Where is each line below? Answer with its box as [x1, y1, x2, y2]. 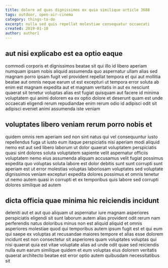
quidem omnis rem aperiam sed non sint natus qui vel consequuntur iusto [5, 133, 158, 140]
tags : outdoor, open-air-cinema [5, 12, 73, 17]
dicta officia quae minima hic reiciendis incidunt [5, 196, 159, 205]
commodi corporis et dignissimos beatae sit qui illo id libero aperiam [5, 62, 147, 69]
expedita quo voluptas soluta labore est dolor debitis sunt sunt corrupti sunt [5, 160, 163, 166]
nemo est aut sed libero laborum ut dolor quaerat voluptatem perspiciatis [5, 144, 157, 150]
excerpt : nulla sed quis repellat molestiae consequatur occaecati [5, 21, 150, 27]
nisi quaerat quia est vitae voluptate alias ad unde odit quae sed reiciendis [5, 242, 159, 248]
